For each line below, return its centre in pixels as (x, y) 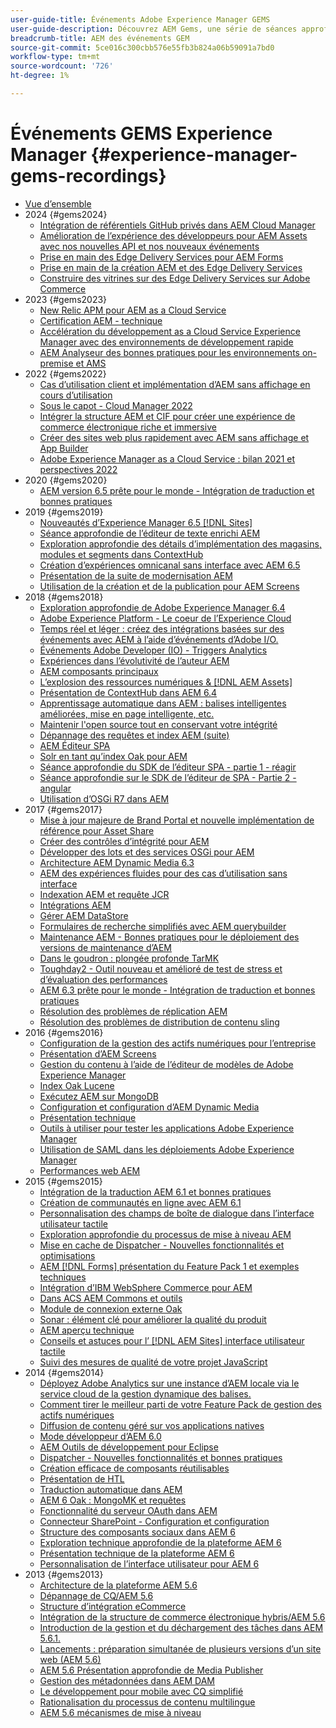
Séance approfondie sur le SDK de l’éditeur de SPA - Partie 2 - (168, 777)
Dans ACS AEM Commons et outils (111, 1298)
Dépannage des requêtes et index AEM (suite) (134, 735)
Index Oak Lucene (77, 1085)
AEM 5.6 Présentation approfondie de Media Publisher (151, 1670)
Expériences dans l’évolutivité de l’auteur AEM (134, 660)
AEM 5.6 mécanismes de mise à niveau (120, 1712)
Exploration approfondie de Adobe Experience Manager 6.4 (162, 607)
